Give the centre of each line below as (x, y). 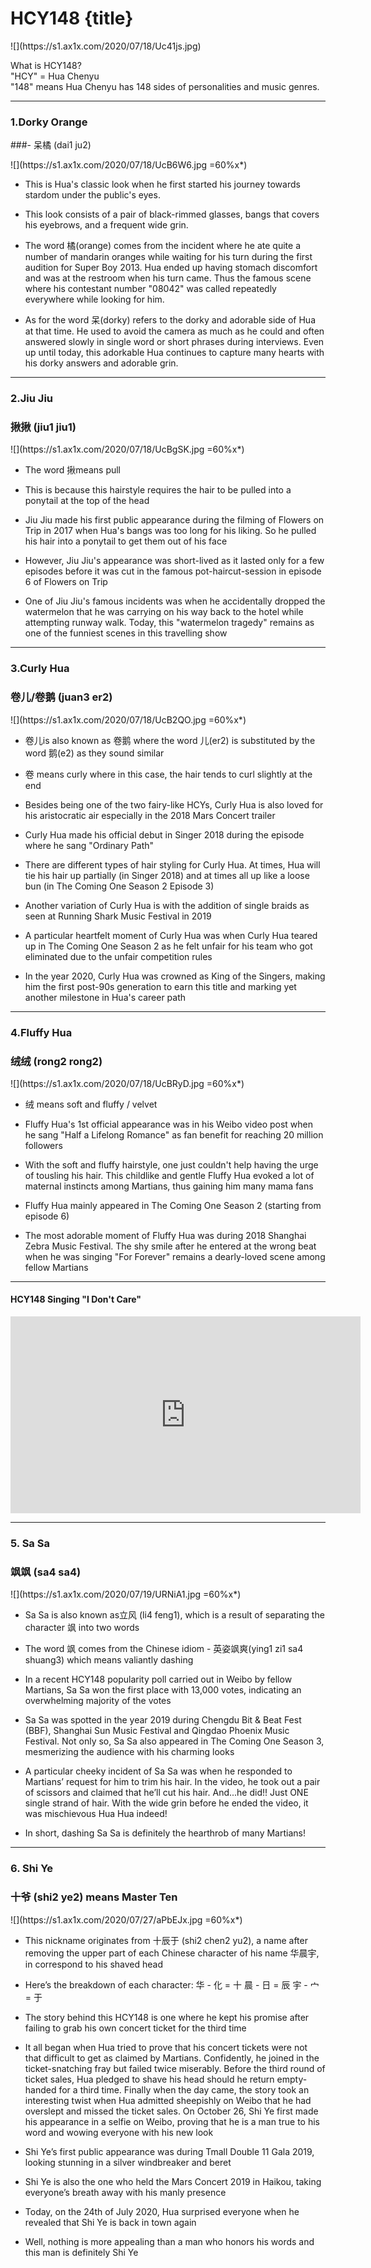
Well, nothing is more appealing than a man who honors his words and (169, 2241)
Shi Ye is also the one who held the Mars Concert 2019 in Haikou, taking (173, 2181)
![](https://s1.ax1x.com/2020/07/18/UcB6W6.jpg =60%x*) (129, 165)
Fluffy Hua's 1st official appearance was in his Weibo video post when (169, 1124)
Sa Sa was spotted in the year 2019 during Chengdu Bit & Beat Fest (163, 1720)
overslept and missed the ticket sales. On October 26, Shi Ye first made (171, 2111)
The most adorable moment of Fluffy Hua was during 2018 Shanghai (165, 1235)
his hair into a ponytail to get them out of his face (126, 541)
